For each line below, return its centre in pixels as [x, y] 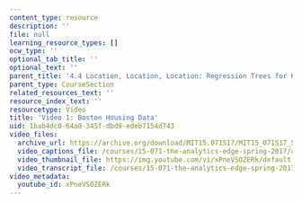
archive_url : [42, 143]
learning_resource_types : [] [64, 43]
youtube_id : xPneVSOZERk [64, 185]
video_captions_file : [58, 151]
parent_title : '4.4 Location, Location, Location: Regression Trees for [148, 76]
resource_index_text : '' [56, 101]
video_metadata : [40, 176]
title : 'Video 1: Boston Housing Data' [84, 118]
